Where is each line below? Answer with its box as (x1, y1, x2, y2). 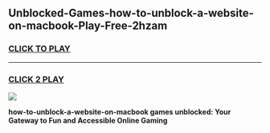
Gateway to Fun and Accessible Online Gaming (8, 115, 168, 125)
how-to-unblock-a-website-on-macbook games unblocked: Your (8, 106, 231, 116)
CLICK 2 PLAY (8, 73, 64, 85)
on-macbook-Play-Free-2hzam (8, 19, 168, 33)
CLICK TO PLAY (8, 44, 71, 55)
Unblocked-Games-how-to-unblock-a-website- (8, 6, 255, 20)
